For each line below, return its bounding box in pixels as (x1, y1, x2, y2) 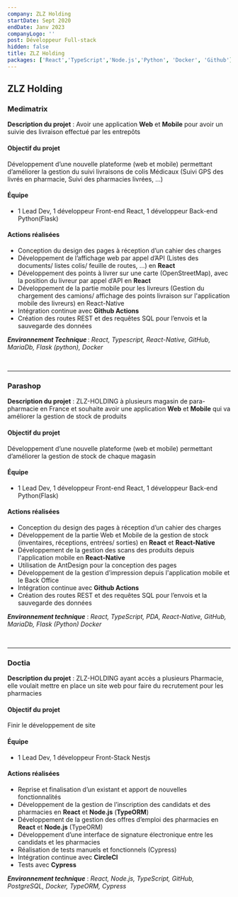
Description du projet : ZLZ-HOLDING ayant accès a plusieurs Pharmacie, (7, 674, 225, 683)
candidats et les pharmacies (17, 837, 101, 846)
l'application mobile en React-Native (17, 553, 125, 562)
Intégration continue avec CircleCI (17, 852, 118, 862)
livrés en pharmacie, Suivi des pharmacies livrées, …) (7, 174, 164, 183)
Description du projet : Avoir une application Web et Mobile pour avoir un (7, 120, 223, 128)
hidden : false (7, 43, 50, 50)
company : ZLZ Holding (7, 10, 72, 18)
